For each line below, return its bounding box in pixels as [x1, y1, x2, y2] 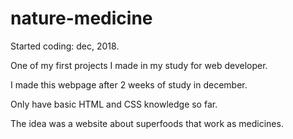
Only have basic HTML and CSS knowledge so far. [10, 98, 218, 110]
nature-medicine [10, 7, 153, 30]
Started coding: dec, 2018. [10, 40, 120, 52]
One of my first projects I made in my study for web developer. [10, 59, 268, 71]
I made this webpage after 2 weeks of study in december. [10, 78, 248, 91]
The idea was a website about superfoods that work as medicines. [10, 117, 284, 129]
